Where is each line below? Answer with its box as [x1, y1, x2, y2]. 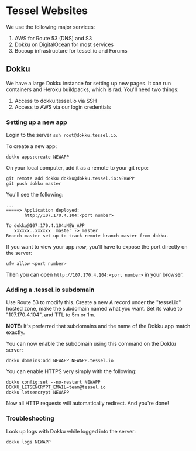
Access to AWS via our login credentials [14, 104, 111, 111]
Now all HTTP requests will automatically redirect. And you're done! [6, 400, 170, 407]
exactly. [6, 329, 25, 336]
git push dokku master [6, 181, 61, 187]
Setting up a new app [6, 118, 67, 126]
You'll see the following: [6, 191, 64, 198]
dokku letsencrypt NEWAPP [6, 390, 69, 395]
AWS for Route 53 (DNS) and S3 [14, 35, 92, 42]
